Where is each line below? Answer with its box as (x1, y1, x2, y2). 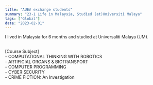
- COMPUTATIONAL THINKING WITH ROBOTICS (5, 54, 102, 60)
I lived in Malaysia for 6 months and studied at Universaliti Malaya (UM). (5, 34, 149, 40)
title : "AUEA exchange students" (5, 7, 73, 12)
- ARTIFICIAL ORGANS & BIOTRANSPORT (5, 59, 88, 65)
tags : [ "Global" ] (5, 16, 40, 21)
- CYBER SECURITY (5, 69, 45, 75)
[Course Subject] (5, 49, 39, 54)
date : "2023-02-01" (5, 20, 45, 26)
